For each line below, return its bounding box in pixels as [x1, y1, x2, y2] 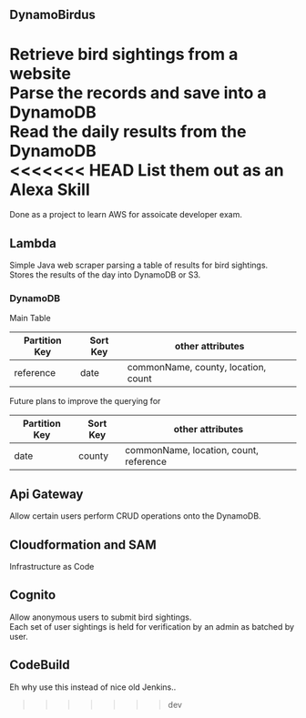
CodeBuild [9, 657, 70, 672]
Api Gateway [9, 486, 84, 501]
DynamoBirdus [9, 7, 96, 23]
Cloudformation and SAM [9, 537, 157, 552]
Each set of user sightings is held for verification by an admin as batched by [9, 621, 294, 632]
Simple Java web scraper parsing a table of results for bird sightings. [9, 259, 269, 271]
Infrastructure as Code [9, 561, 95, 572]
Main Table [9, 313, 52, 324]
